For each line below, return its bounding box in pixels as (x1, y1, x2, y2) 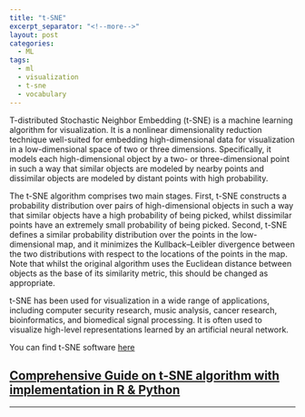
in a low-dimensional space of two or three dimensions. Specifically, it (9, 143, 271, 155)
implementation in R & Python (9, 381, 181, 397)
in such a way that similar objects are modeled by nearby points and (9, 163, 265, 174)
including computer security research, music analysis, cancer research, (9, 304, 278, 315)
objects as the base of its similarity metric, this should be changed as (9, 268, 269, 279)
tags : (9, 56, 30, 65)
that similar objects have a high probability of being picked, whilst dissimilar (9, 209, 292, 220)
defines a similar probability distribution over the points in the (9, 229, 239, 239)
